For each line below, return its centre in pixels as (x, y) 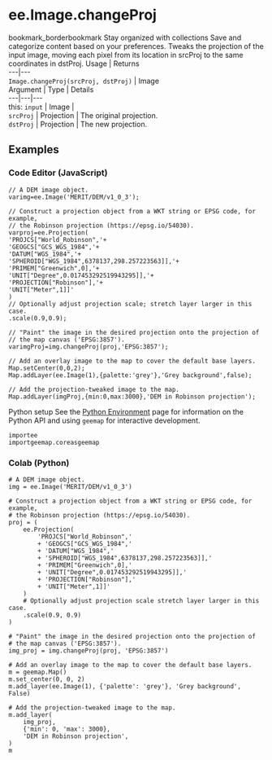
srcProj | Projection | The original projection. (83, 115)
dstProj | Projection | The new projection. (78, 124)
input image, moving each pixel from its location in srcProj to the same (126, 55)
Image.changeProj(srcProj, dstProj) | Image (84, 81)
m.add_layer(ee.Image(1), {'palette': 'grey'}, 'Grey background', (125, 686)
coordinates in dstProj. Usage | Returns (74, 64)
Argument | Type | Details (51, 89)
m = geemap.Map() (38, 672)
